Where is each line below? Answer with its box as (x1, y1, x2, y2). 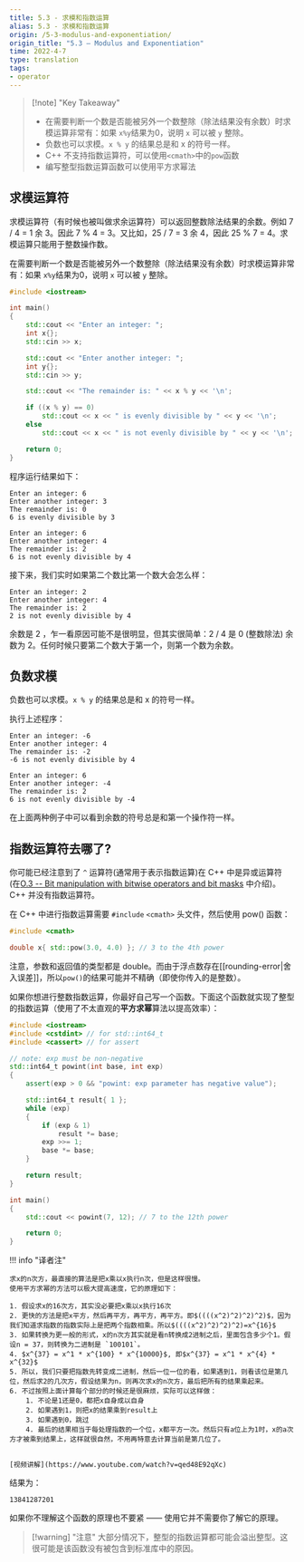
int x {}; (25, 329, 59, 338)
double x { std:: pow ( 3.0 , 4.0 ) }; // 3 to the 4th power (9, 943, 224, 952)
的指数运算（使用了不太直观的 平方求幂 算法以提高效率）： (9, 1002, 220, 1013)
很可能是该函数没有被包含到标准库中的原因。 (31, 1543, 199, 1554)
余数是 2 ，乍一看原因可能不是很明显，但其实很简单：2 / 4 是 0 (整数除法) (9, 628, 283, 639)
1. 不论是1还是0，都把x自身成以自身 (25, 1396, 145, 1405)
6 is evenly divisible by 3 (9, 513, 116, 522)
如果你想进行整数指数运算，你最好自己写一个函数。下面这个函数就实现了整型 (9, 991, 295, 1002)
